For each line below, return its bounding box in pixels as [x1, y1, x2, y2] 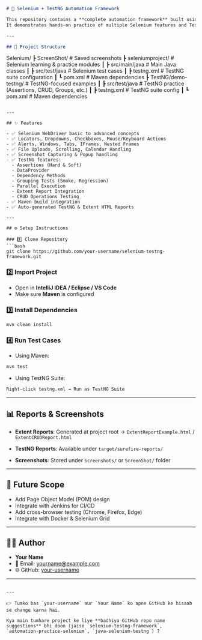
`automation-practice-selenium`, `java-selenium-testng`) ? [6, 628, 161, 635]
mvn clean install [6, 321, 52, 327]
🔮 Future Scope [6, 480, 65, 490]
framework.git [6, 254, 42, 260]
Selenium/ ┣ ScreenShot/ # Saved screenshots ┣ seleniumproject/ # [6, 55, 174, 62]
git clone [6, 249, 31, 255]
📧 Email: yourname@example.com [14, 560, 100, 567]
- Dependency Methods [11, 173, 66, 179]
